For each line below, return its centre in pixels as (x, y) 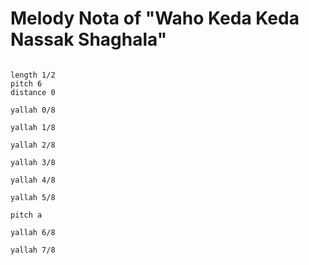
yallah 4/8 (33, 180)
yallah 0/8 (33, 110)
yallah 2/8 (33, 145)
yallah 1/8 (33, 127)
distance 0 (33, 92)
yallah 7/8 (33, 250)
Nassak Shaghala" (89, 39)
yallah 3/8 (33, 162)
